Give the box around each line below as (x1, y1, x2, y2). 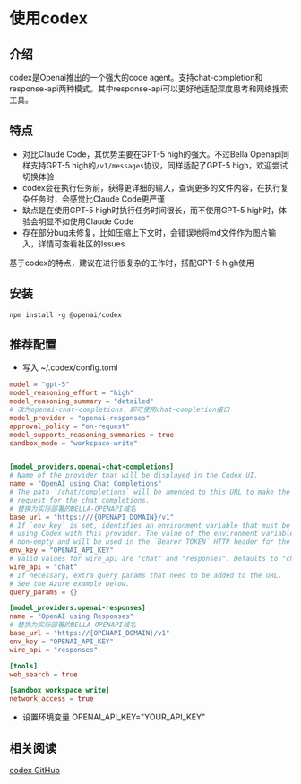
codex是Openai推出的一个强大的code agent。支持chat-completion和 (9, 73, 263, 82)
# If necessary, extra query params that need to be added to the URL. (9, 571, 282, 580)
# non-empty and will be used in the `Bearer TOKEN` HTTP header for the (9, 538, 291, 547)
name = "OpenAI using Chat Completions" (9, 479, 163, 488)
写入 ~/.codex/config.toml (21, 362, 118, 373)
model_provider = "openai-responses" (9, 413, 150, 422)
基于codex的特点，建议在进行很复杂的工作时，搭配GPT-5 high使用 (9, 257, 255, 268)
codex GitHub (9, 765, 61, 775)
